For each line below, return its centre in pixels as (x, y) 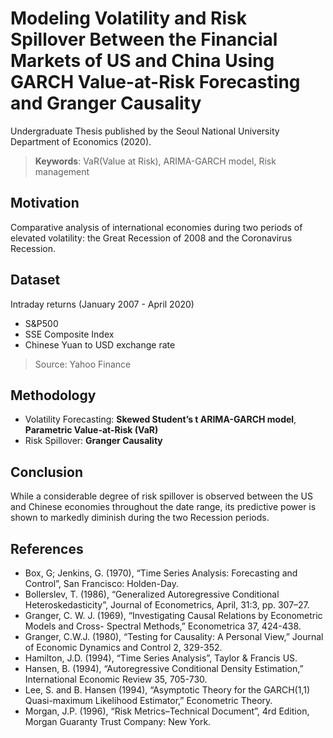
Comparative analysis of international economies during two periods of (156, 227)
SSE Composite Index (69, 334)
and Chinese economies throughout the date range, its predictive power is (163, 507)
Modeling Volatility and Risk (128, 18)
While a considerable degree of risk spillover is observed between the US (161, 496)
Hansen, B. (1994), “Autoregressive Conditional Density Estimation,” (164, 668)
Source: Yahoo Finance (83, 364)
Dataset (35, 280)
